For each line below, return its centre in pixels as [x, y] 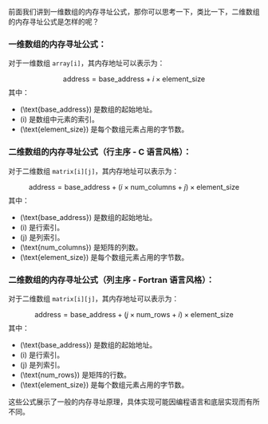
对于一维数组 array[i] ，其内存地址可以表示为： [87, 63]
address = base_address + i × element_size [134, 79]
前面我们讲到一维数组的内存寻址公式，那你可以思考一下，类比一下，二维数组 [134, 12]
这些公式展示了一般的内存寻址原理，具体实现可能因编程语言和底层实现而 [127, 402]
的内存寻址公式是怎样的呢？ [54, 22]
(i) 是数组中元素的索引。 [59, 120]
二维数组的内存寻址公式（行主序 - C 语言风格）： [100, 152]
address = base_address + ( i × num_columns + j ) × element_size [134, 186]
